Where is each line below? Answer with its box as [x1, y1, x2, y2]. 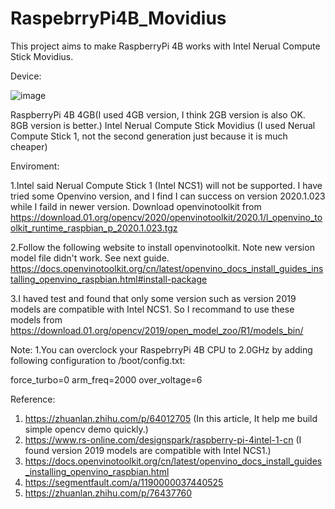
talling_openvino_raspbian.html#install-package [10, 273, 208, 285]
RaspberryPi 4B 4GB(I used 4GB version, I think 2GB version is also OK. [10, 108, 306, 121]
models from [10, 313, 63, 326]
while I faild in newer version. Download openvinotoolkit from [10, 200, 262, 212]
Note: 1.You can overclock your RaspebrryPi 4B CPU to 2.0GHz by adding [10, 343, 313, 356]
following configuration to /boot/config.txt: [10, 354, 186, 366]
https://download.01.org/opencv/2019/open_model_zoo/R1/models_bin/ [10, 324, 304, 336]
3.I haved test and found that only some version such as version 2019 [10, 292, 297, 304]
